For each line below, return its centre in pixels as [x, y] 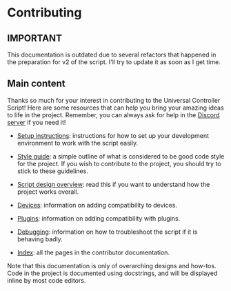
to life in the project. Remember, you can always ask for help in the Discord [113, 114]
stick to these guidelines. [52, 171]
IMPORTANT [34, 38]
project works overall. [48, 192]
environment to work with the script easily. [78, 143]
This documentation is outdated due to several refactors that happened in [112, 54]
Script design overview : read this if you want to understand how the [113, 184]
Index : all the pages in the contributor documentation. [93, 252]
